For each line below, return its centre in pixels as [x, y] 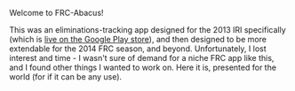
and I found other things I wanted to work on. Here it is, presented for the [143, 67]
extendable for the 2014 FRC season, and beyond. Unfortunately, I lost [138, 49]
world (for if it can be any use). [66, 77]
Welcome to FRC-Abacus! [56, 13]
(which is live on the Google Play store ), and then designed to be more [138, 39]
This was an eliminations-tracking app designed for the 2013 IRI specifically [147, 30]
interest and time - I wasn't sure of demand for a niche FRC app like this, [142, 58]
